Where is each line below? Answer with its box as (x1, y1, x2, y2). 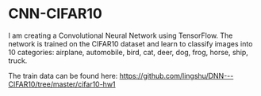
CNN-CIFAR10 (8, 5, 103, 23)
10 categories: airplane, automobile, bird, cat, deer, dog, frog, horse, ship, (8, 47, 248, 57)
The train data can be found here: (8, 71, 118, 80)
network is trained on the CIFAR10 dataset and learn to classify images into (8, 39, 253, 48)
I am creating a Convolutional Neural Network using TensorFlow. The (8, 31, 233, 40)
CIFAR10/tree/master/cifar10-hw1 (8, 79, 117, 89)
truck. (8, 56, 28, 65)
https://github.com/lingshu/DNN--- (119, 71, 234, 80)
